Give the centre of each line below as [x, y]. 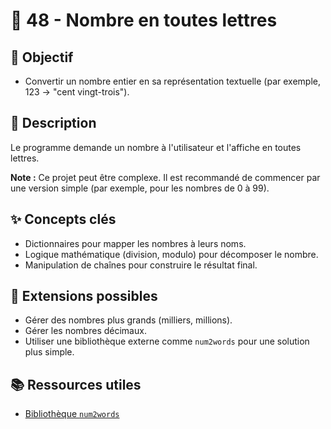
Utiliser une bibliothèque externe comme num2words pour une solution [167, 341]
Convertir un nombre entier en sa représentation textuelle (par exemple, [173, 81]
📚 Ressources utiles [76, 384]
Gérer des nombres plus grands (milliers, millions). [128, 320]
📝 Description [53, 123]
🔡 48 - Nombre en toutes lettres [144, 20]
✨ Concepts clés [63, 219]
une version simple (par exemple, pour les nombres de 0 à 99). [140, 188]
